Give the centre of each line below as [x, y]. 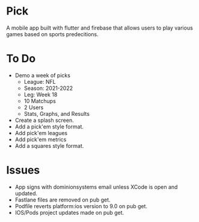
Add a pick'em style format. [49, 126]
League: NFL [40, 81]
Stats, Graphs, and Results [57, 113]
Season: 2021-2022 [48, 88]
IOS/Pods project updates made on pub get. [69, 212]
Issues [23, 170]
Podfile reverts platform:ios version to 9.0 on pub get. [81, 206]
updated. [26, 193]
